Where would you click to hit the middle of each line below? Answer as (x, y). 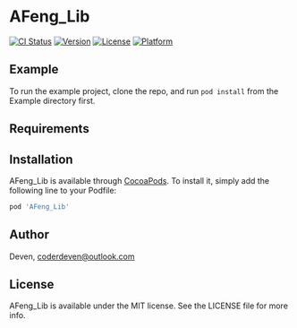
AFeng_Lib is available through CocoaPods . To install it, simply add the (140, 180)
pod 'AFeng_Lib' (39, 207)
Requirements (49, 129)
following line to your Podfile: (63, 190)
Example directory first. (52, 100)
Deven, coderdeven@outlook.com (72, 256)
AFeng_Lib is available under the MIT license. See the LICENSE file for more (149, 306)
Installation (41, 159)
